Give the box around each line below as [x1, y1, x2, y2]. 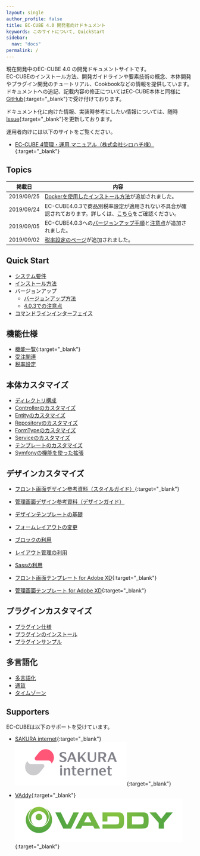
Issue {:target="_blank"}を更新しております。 [6, 115, 115, 123]
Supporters [6, 707, 49, 717]
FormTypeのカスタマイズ [14, 427, 76, 434]
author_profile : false [6, 16, 62, 22]
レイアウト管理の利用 [14, 549, 67, 556]
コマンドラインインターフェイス [14, 310, 93, 317]
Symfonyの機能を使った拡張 [14, 449, 85, 457]
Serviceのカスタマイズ [14, 434, 70, 442]
